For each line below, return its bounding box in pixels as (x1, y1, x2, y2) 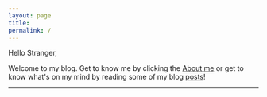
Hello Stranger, (8, 48, 57, 58)
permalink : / (8, 26, 52, 34)
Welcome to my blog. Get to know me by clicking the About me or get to (8, 64, 244, 73)
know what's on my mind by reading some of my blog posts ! (8, 72, 206, 82)
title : (8, 19, 30, 27)
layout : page (8, 11, 52, 20)
